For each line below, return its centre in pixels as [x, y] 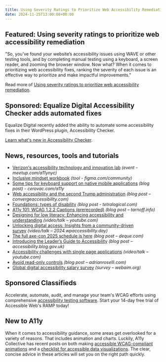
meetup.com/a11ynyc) [35, 173]
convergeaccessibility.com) [41, 199]
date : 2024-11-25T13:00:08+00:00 [40, 14]
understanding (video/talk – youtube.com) [55, 220]
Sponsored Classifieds [41, 283]
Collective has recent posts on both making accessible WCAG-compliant [79, 343]
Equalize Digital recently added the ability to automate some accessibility [80, 125]
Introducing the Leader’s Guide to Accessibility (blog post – [72, 241]
